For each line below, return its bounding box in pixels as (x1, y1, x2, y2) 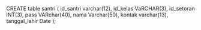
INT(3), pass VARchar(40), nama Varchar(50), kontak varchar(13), (6, 11, 169, 18)
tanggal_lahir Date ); (6, 18, 56, 24)
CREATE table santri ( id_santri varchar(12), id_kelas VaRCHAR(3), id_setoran (6, 5, 195, 12)
